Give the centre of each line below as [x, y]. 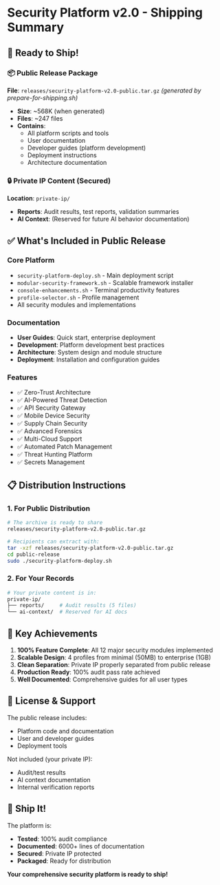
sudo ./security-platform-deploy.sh [59, 561]
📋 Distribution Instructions [66, 485]
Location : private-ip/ [38, 199]
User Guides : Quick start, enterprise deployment [86, 338]
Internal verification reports [56, 787]
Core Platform [31, 260]
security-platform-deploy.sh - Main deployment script [95, 275]
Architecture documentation [67, 162]
